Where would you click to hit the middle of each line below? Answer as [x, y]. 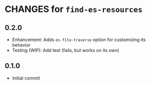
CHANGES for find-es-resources [74, 9]
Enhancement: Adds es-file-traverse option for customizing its [79, 39]
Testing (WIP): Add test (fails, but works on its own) [66, 50]
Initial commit [26, 78]
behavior [21, 45]
